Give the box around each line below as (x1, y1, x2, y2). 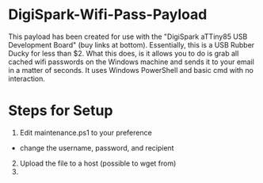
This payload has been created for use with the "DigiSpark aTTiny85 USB (8, 32, 248, 41)
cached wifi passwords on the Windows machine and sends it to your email (8, 57, 255, 67)
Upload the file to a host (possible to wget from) (19, 158, 177, 168)
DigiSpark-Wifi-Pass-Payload (8, 6, 208, 24)
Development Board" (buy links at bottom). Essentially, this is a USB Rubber (8, 40, 255, 49)
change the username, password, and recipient (19, 143, 174, 152)
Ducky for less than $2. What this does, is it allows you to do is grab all (8, 48, 239, 58)
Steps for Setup (8, 101, 113, 120)
